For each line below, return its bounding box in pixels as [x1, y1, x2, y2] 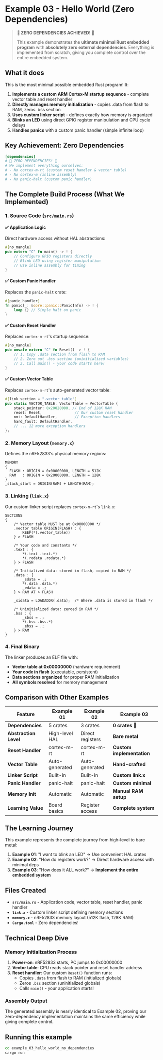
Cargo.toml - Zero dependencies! [12, 920, 79, 926]
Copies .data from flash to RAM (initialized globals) [19, 975, 122, 981]
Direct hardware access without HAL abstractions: [5, 236, 106, 241]
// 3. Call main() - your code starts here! [14, 361, 105, 366]
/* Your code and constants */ [14, 543, 77, 547]
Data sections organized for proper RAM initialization [12, 674, 120, 680]
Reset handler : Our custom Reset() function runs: [12, 970, 113, 975]
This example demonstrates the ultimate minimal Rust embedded [16, 39, 149, 45]
